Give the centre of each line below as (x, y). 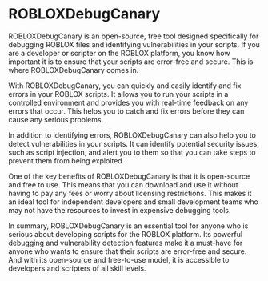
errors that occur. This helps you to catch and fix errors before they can (126, 111)
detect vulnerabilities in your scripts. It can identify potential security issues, (134, 143)
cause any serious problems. (56, 119)
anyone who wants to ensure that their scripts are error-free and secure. (128, 251)
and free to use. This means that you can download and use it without (123, 184)
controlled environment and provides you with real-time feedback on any (128, 102)
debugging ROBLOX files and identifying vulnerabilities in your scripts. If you (134, 44)
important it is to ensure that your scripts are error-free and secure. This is (131, 62)
